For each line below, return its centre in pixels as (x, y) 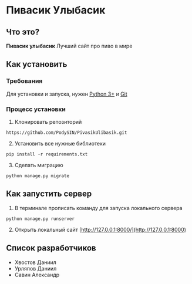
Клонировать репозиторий (48, 121)
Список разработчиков (51, 248)
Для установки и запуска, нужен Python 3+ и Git (67, 94)
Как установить (37, 64)
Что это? (23, 32)
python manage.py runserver (41, 219)
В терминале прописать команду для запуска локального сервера (99, 208)
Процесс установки (36, 109)
